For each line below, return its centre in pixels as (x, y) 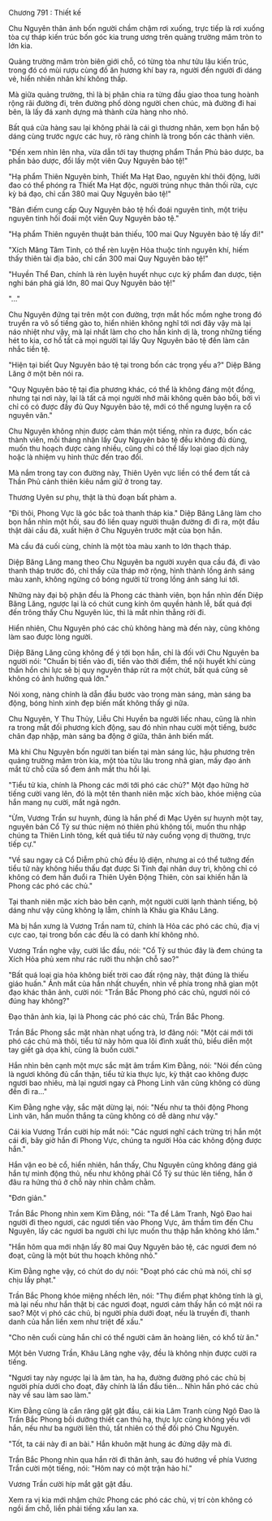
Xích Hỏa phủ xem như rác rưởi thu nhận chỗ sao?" (94, 959)
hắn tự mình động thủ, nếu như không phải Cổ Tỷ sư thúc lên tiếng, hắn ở (131, 1174)
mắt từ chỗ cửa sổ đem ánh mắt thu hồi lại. (80, 769)
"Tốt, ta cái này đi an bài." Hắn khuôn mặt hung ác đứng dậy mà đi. (121, 1444)
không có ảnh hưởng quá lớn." (59, 679)
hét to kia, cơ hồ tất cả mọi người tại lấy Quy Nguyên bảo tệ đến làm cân (129, 341)
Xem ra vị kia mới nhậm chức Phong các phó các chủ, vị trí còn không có (131, 1500)
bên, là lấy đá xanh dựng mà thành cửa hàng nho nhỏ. (98, 112)
